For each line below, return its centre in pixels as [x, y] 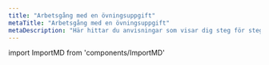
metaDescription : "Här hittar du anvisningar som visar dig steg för [127, 30]
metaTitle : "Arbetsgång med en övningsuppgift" [89, 23]
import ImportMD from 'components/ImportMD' [87, 53]
